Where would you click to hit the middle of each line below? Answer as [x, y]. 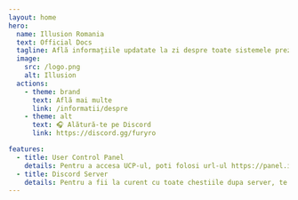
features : [27, 149]
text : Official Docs [54, 42]
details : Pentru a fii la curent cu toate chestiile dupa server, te [156, 182]
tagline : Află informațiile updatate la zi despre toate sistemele [144, 51]
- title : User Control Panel [70, 157]
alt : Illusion [50, 76]
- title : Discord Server [62, 174]
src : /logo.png [52, 68]
